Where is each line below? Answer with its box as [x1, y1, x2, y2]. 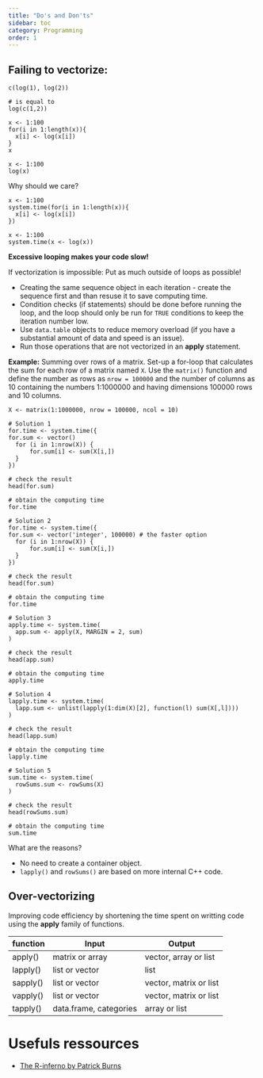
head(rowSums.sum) [8, 808, 69, 816]
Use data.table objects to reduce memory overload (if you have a [19, 325, 235, 334]
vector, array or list [144, 951, 215, 962]
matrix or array [52, 951, 108, 962]
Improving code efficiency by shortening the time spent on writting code [8, 911, 244, 920]
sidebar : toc [8, 19, 51, 27]
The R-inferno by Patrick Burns [19, 1061, 121, 1070]
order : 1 [8, 33, 37, 42]
